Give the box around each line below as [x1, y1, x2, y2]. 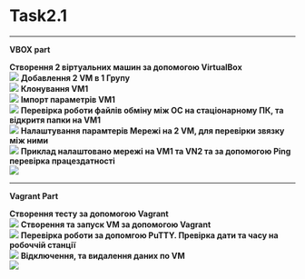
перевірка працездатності [9, 155, 115, 166]
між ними [9, 135, 49, 145]
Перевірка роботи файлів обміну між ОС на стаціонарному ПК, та [20, 105, 284, 115]
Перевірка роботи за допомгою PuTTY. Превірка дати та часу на [20, 229, 279, 241]
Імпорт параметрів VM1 [20, 94, 115, 105]
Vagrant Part [9, 190, 59, 201]
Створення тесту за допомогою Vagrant [9, 208, 170, 219]
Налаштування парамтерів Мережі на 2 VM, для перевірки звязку [20, 125, 285, 136]
